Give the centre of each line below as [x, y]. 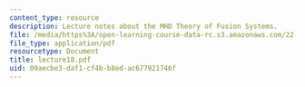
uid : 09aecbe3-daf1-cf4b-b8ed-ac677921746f [93, 69]
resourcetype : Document [54, 52]
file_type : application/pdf [63, 43]
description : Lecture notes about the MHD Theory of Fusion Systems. [144, 26]
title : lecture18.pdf [50, 60]
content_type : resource [54, 18]
